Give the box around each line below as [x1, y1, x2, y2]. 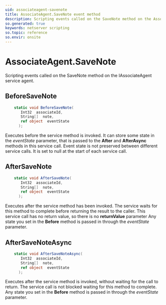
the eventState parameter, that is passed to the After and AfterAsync [5, 138, 147, 143]
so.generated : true [5, 21, 45, 26]
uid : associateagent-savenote [5, 7, 68, 12]
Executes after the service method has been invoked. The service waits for [5, 203, 158, 209]
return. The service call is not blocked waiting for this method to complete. [5, 284, 157, 290]
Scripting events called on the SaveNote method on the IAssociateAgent [5, 72, 152, 78]
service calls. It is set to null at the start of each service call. [5, 148, 127, 154]
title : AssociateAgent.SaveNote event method [5, 12, 100, 17]
